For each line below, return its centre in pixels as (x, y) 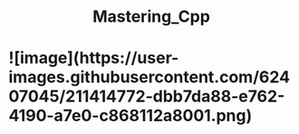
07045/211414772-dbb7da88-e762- (147, 96)
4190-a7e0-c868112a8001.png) (130, 116)
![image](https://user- (94, 58)
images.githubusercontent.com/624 (149, 77)
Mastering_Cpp (151, 17)
